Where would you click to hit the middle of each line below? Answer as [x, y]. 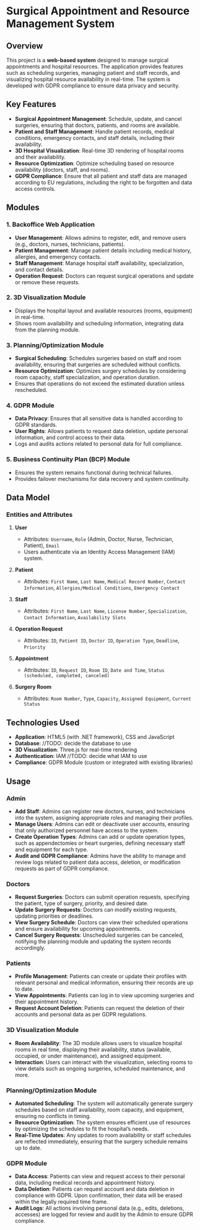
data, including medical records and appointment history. [85, 1183]
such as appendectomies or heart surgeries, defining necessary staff [100, 843]
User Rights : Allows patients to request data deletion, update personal [101, 431]
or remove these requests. [47, 282]
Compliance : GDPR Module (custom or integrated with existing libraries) [104, 762]
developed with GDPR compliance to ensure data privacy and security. [93, 86]
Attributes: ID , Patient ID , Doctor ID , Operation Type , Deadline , [101, 641]
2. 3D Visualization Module [46, 297]
